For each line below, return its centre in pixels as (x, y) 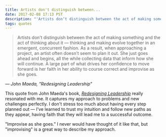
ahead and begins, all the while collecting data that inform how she (85, 59)
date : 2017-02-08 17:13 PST (34, 14)
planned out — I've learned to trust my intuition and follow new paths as (78, 109)
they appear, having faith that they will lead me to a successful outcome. (79, 115)
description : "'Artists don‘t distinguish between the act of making (78, 19)
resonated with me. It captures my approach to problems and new (72, 99)
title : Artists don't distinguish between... (53, 10)
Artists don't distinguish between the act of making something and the (89, 38)
